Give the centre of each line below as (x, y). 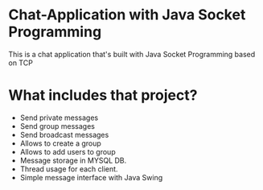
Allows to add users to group (68, 151)
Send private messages (59, 118)
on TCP (21, 63)
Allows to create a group (61, 143)
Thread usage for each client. (69, 169)
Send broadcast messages (64, 134)
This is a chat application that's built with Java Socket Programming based (132, 54)
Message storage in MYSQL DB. (73, 160)
